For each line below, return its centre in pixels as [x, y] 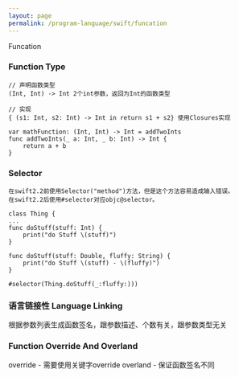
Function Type [37, 67]
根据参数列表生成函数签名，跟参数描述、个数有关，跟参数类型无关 [117, 325]
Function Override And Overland [73, 346]
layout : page [30, 16]
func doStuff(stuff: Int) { [56, 228]
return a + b [45, 145]
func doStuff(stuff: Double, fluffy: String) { [90, 256]
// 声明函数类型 [32, 85]
